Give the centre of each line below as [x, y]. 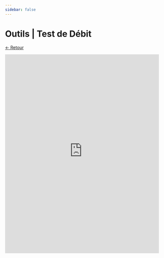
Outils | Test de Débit [48, 34]
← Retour [14, 47]
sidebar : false [20, 10]
